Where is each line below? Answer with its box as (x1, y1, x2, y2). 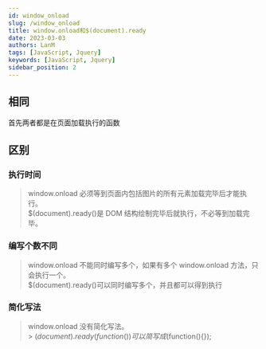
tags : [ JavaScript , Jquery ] (8, 49, 102, 57)
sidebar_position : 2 (8, 64, 77, 72)
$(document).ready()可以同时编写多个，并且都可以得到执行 (27, 280, 223, 289)
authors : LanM (8, 41, 56, 49)
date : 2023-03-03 (8, 33, 66, 42)
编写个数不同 (8, 241, 58, 252)
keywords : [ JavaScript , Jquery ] (8, 57, 115, 65)
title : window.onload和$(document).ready (8, 26, 147, 34)
